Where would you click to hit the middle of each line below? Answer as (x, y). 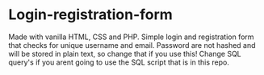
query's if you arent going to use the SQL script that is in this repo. (119, 62)
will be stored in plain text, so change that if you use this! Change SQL (125, 53)
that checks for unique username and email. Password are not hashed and (132, 45)
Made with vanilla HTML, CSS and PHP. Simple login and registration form (131, 37)
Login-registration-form (91, 15)
